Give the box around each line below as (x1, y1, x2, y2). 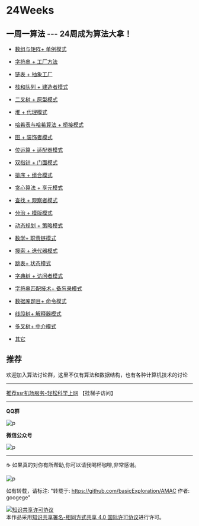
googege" (6, 493, 31, 501)
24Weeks (6, 4, 54, 17)
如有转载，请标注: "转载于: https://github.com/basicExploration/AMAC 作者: (6, 487, 190, 494)
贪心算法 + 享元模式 (14, 184, 63, 191)
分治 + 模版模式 (14, 209, 53, 216)
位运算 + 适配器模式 (14, 146, 63, 153)
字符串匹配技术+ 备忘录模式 (14, 285, 82, 292)
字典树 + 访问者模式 (14, 272, 63, 279)
